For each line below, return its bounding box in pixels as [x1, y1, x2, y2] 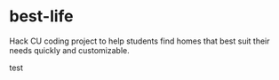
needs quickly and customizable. [9, 44, 131, 55]
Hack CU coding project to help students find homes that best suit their [9, 36, 270, 46]
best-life [9, 6, 74, 27]
